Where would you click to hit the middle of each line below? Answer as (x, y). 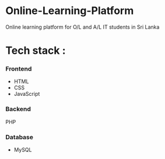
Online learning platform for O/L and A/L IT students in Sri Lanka (82, 27)
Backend (18, 109)
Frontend (19, 69)
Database (19, 137)
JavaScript (27, 94)
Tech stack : (36, 51)
